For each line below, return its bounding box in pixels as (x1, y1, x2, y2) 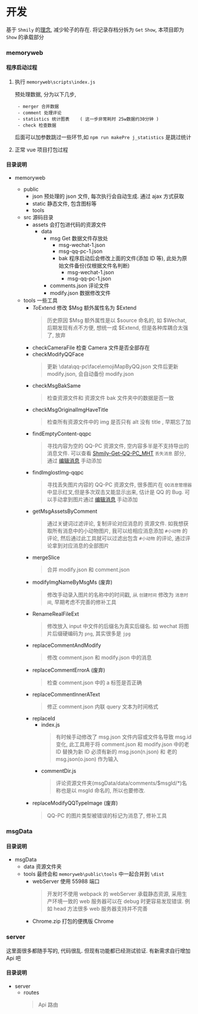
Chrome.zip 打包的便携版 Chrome (32, 918, 114, 925)
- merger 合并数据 (17, 104, 59, 110)
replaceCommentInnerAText (32, 691, 100, 698)
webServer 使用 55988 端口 (32, 878, 100, 885)
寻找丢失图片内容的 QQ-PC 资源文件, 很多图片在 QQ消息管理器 (47, 481, 192, 488)
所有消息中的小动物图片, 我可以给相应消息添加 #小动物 (52, 527, 181, 535)
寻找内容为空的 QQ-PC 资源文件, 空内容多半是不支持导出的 (47, 443, 190, 450)
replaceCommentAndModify (32, 642, 101, 649)
